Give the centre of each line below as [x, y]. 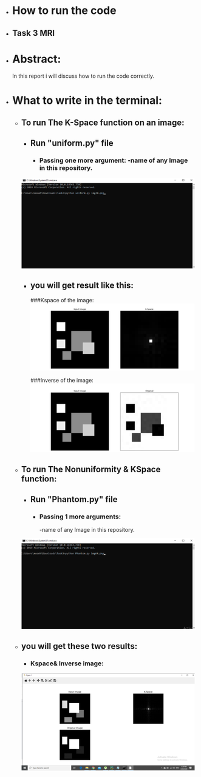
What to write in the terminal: [87, 100]
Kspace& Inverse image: [67, 663]
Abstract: [36, 59]
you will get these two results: [79, 646]
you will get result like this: [82, 286]
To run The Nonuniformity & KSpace [91, 469]
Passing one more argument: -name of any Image [114, 160]
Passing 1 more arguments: [80, 517]
